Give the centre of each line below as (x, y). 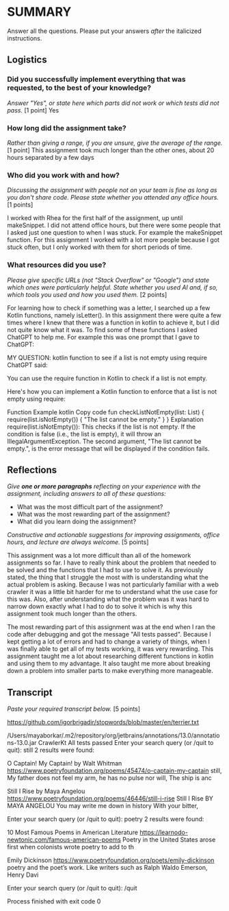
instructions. (25, 38)
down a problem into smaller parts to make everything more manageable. (110, 671)
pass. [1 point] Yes (33, 110)
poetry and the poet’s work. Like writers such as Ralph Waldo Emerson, (107, 868)
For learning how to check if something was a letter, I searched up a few (109, 308)
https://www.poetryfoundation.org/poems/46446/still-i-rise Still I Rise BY (110, 798)
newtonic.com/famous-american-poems (64, 840)
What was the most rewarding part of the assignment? (93, 514)
